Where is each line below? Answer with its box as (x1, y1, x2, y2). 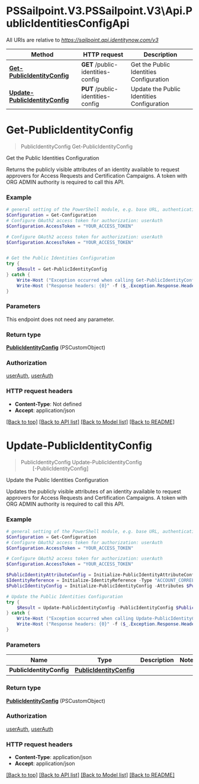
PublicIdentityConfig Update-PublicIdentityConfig (20, 458, 142, 465)
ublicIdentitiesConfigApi (6, 17, 130, 30)
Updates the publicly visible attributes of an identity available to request (6, 487, 182, 495)
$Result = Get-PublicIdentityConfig (17, 266, 108, 272)
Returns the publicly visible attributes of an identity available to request (6, 166, 179, 173)
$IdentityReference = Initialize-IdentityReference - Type (6, 577, 152, 584)
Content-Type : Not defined (14, 400, 82, 407)
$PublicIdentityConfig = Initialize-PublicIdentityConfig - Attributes (6, 583, 184, 589)
